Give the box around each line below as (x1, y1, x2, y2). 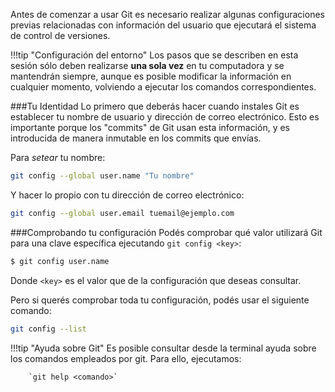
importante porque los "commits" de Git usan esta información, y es (10, 122, 291, 133)
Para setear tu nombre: (10, 152, 106, 163)
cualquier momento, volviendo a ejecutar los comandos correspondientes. (10, 81, 317, 93)
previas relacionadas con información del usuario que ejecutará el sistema (10, 19, 317, 31)
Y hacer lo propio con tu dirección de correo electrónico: (10, 189, 245, 201)
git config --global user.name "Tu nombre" (10, 171, 195, 181)
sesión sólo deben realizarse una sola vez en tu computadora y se (10, 60, 285, 71)
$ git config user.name (10, 256, 110, 266)
